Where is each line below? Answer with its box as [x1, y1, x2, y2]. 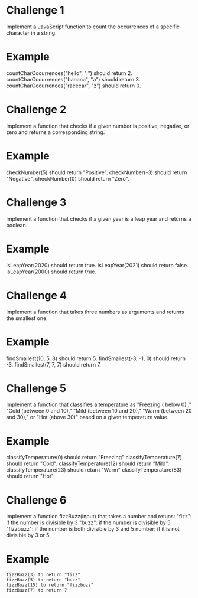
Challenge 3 [6, 195, 67, 209]
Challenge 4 [6, 289, 67, 302]
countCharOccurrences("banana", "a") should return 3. [6, 76, 141, 83]
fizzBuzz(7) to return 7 [6, 587, 67, 593]
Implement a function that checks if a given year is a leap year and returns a [6, 215, 191, 222]
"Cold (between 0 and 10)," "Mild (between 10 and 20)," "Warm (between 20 [6, 407, 192, 414]
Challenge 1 [6, 4, 64, 17]
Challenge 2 [6, 103, 67, 116]
